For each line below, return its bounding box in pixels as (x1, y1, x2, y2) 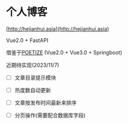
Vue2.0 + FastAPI (6, 37, 49, 44)
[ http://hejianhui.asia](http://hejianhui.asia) (6, 25, 110, 32)
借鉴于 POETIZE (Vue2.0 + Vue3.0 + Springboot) (6, 48, 122, 56)
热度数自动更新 (14, 87, 51, 93)
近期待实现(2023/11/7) (6, 61, 60, 68)
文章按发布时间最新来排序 (14, 99, 77, 106)
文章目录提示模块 (14, 74, 56, 81)
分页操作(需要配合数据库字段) (14, 112, 86, 119)
